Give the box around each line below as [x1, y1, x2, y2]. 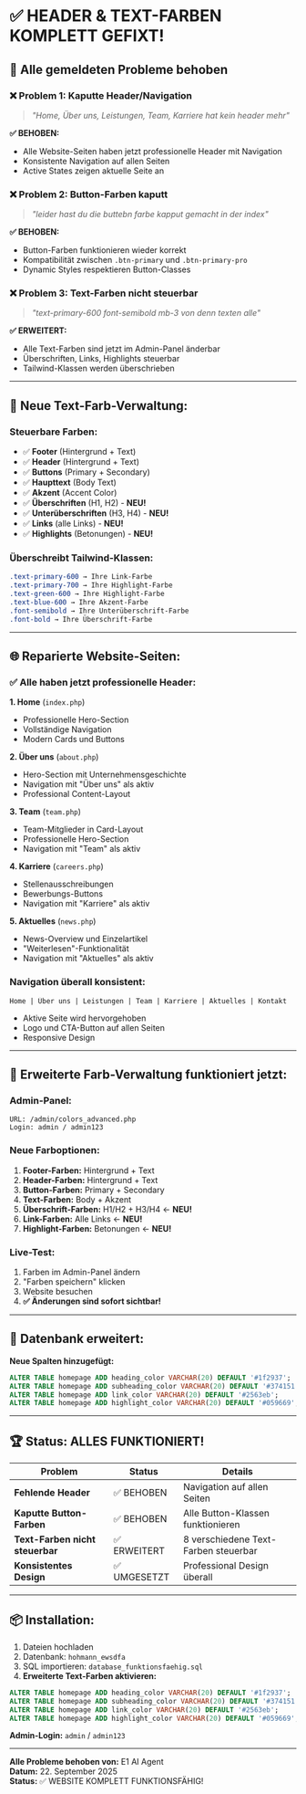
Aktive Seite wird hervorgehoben [22, 1012, 147, 1023]
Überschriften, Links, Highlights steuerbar [22, 353, 180, 364]
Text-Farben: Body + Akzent [22, 1193, 132, 1205]
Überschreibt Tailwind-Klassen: [9, 551, 154, 564]
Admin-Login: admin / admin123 [9, 1730, 126, 1741]
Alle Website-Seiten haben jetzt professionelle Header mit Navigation [22, 145, 282, 156]
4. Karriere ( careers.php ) [9, 861, 105, 872]
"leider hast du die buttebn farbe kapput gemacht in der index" [31, 209, 269, 220]
